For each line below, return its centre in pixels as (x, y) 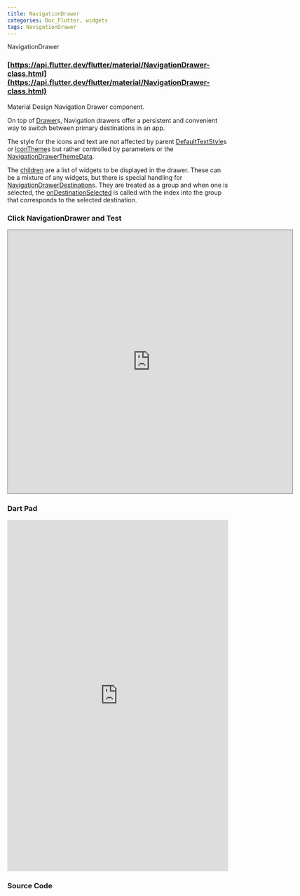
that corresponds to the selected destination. (72, 200)
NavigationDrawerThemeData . (51, 156)
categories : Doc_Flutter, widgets (58, 20)
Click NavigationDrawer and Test (64, 218)
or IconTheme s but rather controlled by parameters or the (90, 149)
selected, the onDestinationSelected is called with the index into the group (115, 192)
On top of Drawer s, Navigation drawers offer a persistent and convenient (112, 120)
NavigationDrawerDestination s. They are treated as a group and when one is (118, 185)
